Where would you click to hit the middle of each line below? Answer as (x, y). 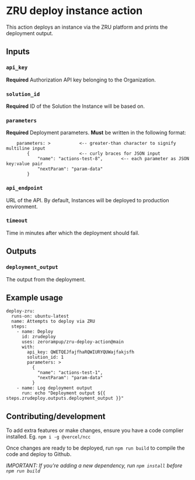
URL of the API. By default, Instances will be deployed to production (88, 200)
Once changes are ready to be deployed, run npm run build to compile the (95, 448)
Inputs (18, 52)
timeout (17, 221)
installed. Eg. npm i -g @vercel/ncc (48, 437)
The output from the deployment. (46, 279)
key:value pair (25, 164)
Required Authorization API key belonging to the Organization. (81, 80)
